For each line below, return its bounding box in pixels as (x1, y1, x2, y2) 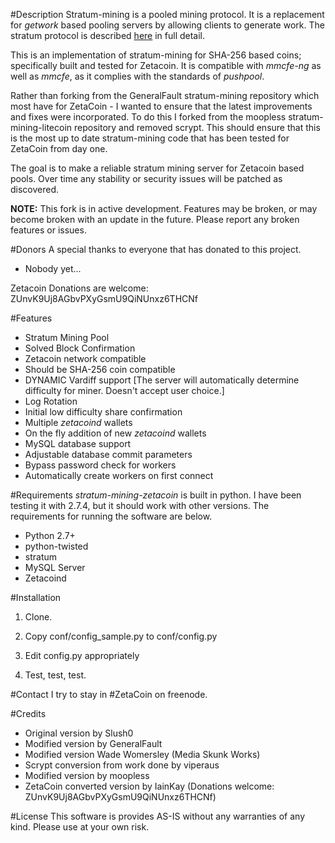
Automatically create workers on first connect (24, 470, 214, 481)
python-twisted (24, 540, 89, 552)
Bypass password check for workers (24, 459, 177, 471)
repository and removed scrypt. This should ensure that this (73, 122, 321, 133)
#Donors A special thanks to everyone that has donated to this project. (10, 244, 302, 255)
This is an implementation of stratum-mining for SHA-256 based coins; (10, 49, 302, 61)
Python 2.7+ (24, 530, 76, 541)
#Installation (10, 592, 62, 603)
